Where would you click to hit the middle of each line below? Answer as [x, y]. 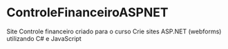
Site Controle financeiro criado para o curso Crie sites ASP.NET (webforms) [114, 31]
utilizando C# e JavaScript [44, 38]
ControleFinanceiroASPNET [87, 13]
